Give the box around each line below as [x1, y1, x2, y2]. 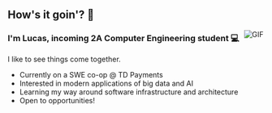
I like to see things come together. [7, 54, 121, 64]
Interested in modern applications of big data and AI [19, 78, 194, 88]
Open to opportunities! [19, 95, 95, 105]
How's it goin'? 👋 [7, 8, 95, 22]
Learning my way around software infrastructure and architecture [19, 86, 239, 97]
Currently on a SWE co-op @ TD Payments [19, 69, 163, 79]
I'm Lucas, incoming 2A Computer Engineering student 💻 [7, 33, 240, 44]
